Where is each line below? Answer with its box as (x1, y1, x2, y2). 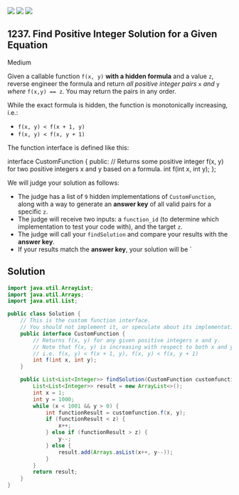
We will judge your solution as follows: (7, 178, 119, 187)
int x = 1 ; (33, 389, 65, 396)
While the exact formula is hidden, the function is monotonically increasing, (7, 100, 228, 109)
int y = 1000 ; (33, 396, 75, 403)
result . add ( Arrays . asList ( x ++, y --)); (58, 448, 174, 456)
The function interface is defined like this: (7, 143, 129, 152)
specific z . (17, 207, 48, 216)
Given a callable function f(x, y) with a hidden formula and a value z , (7, 72, 214, 80)
